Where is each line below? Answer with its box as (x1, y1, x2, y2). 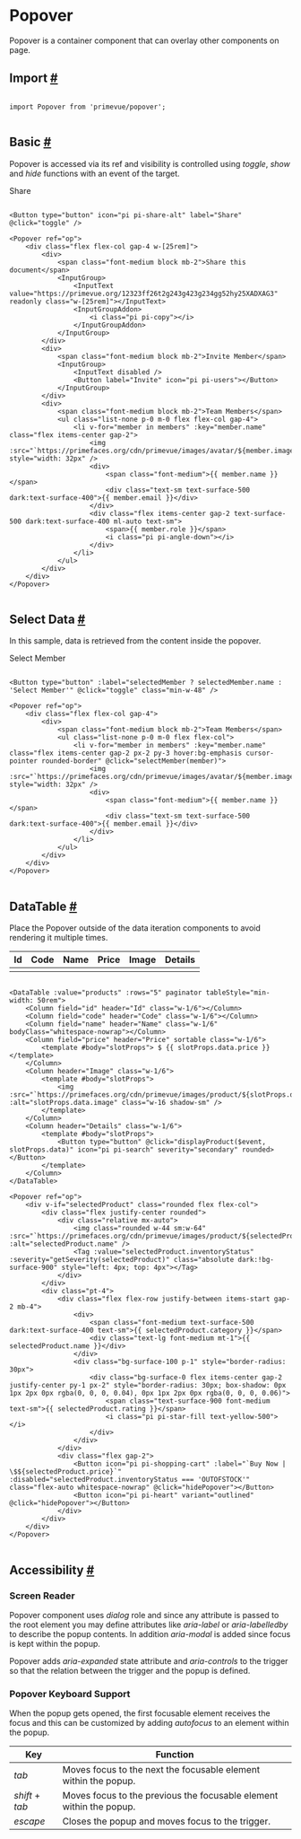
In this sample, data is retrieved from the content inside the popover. (9, 635, 262, 646)
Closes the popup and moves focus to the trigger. (62, 1815, 271, 1827)
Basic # (9, 135, 52, 150)
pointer (9, 757, 39, 766)
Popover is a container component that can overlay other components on (9, 35, 279, 46)
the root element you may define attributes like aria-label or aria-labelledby (9, 1619, 288, 1630)
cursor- (245, 749, 275, 758)
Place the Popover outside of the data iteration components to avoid (9, 923, 262, 933)
